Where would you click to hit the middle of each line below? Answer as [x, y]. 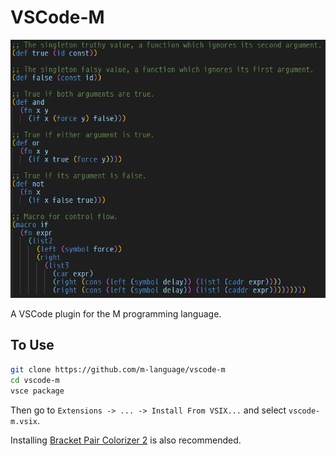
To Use [32, 345]
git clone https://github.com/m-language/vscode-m [118, 369]
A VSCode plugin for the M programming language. [116, 314]
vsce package [37, 391]
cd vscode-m [35, 380]
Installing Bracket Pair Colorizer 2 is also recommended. [126, 440]
